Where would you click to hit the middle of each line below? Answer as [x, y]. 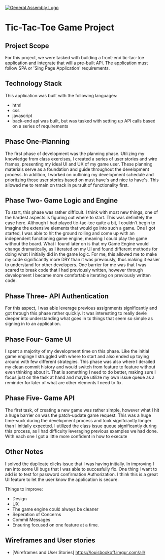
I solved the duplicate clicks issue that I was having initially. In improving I [80, 464]
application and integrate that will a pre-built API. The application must [77, 63]
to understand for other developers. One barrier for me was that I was [76, 265]
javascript [22, 116]
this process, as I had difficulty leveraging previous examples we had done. [82, 431]
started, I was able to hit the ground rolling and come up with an [70, 233]
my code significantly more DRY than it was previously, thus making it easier [82, 260]
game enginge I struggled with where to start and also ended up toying [77, 357]
